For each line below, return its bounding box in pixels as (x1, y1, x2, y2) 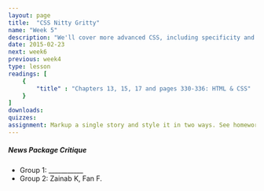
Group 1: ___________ (19, 165, 84, 174)
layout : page (8, 11, 51, 20)
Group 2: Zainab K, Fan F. (19, 174, 102, 183)
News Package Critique (8, 145, 87, 155)
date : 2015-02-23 (8, 41, 65, 49)
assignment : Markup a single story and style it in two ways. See (8, 121, 230, 129)
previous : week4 (8, 56, 61, 64)
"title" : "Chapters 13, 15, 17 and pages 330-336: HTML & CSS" (36, 84, 251, 93)
